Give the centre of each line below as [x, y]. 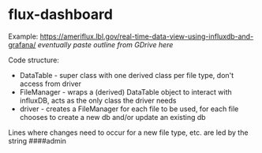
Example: [23, 36]
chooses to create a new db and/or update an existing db [113, 117]
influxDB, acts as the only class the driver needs [98, 100]
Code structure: [34, 60]
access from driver [50, 84]
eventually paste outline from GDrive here [105, 44]
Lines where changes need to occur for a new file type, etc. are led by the [128, 132]
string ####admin [37, 140]
